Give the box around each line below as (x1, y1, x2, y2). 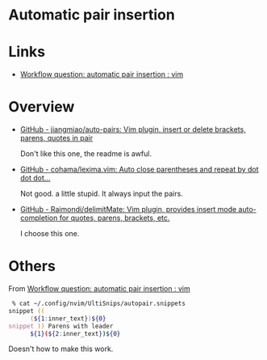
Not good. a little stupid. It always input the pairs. (19, 188, 183, 199)
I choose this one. (19, 229, 80, 239)
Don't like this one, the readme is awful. (19, 149, 152, 159)
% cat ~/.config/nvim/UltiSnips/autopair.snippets (11, 299, 186, 307)
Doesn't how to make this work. (8, 344, 114, 354)
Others (8, 257, 56, 276)
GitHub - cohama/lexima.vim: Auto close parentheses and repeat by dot (19, 164, 260, 175)
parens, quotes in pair (19, 133, 94, 143)
